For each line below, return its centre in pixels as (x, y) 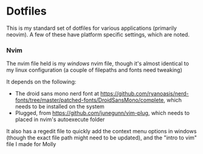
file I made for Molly (31, 144)
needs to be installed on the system (60, 107)
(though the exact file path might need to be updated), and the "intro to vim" (102, 138)
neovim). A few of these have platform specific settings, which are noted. (98, 34)
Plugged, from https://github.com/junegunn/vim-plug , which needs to (102, 113)
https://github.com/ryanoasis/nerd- (145, 94)
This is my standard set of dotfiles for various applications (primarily (92, 28)
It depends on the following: (41, 82)
